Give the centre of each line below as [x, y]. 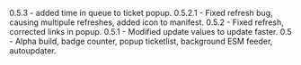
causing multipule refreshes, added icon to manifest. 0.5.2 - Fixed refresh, [147, 22]
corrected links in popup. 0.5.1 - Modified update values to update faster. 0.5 [150, 32]
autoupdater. [33, 51]
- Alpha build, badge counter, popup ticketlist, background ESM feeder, [141, 41]
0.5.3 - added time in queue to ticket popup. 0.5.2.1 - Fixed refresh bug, [141, 13]
